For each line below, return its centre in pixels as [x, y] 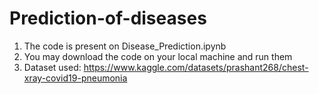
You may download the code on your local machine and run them [158, 56]
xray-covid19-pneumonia [75, 78]
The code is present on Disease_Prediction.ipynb [125, 46]
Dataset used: [52, 67]
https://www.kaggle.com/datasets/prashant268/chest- [196, 67]
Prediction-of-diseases [108, 18]
